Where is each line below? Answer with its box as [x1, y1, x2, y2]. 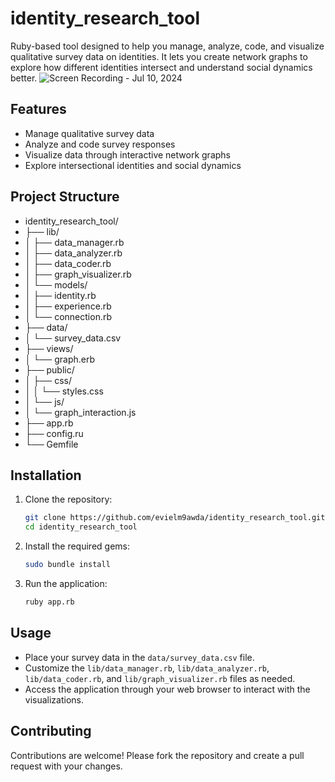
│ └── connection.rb [24, 310, 113, 322]
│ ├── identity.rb [24, 289, 97, 301]
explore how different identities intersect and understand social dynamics [10, 61, 313, 73]
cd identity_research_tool [24, 522, 138, 532]
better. [10, 72, 38, 84]
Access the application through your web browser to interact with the [24, 683, 311, 695]
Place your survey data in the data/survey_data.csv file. [24, 651, 255, 663]
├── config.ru [24, 427, 84, 439]
